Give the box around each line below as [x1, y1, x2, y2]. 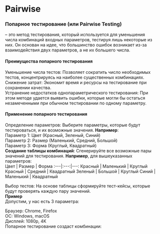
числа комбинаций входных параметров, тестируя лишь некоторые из [5, 37, 152, 43]
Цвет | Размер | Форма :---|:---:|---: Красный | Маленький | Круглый [5, 163, 148, 169]
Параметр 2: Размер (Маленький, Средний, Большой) [5, 137, 118, 143]
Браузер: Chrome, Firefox [5, 208, 57, 214]
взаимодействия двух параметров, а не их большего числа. [5, 47, 130, 53]
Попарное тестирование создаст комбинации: [5, 223, 102, 229]
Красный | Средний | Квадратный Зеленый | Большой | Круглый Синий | [5, 168, 156, 174]
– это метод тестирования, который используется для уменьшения [5, 32, 145, 37]
